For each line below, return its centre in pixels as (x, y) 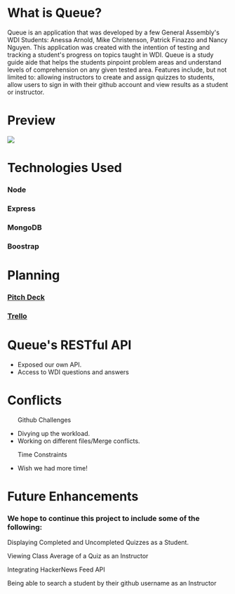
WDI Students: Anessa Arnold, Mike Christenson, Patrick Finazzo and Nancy (117, 39)
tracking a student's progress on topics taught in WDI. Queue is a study (110, 55)
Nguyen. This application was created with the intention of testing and (109, 47)
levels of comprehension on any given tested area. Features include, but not (117, 70)
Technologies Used (65, 168)
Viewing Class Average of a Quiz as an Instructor (78, 556)
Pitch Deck (26, 297)
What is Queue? (55, 13)
